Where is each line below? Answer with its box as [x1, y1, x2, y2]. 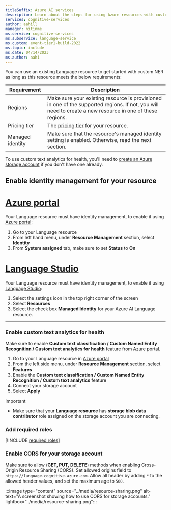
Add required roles [5, 426, 52, 433]
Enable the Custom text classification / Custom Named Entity [12, 372, 145, 378]
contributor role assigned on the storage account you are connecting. [12, 413, 160, 419]
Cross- [141, 462, 156, 468]
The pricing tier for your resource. [47, 122, 128, 129]
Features [12, 366, 32, 372]
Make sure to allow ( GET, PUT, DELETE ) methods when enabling [5, 462, 141, 468]
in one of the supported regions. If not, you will [47, 101, 159, 108]
